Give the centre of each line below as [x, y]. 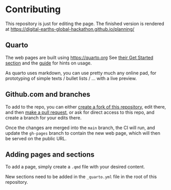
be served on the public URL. [36, 138]
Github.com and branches [48, 94]
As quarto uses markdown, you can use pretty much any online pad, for [81, 73]
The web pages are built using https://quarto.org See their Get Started [79, 57]
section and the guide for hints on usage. [49, 63]
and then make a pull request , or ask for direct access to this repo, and [80, 112]
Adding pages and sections [50, 154]
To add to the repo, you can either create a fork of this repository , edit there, [86, 107]
